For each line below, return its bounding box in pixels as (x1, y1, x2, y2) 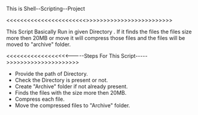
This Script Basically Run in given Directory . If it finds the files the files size (6, 28, 193, 35)
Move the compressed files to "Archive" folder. (14, 102, 130, 109)
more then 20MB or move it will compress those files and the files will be (6, 35, 185, 41)
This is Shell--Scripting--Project (6, 5, 86, 12)
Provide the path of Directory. (14, 70, 88, 77)
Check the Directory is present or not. (14, 77, 108, 83)
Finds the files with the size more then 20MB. (14, 89, 127, 96)
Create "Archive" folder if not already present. (14, 83, 128, 90)
